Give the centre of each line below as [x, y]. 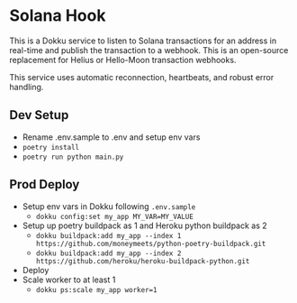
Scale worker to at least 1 [69, 280]
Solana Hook [58, 16]
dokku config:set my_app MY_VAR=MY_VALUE [114, 216]
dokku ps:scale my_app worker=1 [96, 289]
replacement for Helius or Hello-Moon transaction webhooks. [123, 60]
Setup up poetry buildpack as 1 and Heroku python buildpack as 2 [144, 225]
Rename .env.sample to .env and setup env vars [111, 137]
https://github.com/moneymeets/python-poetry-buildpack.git [151, 243]
